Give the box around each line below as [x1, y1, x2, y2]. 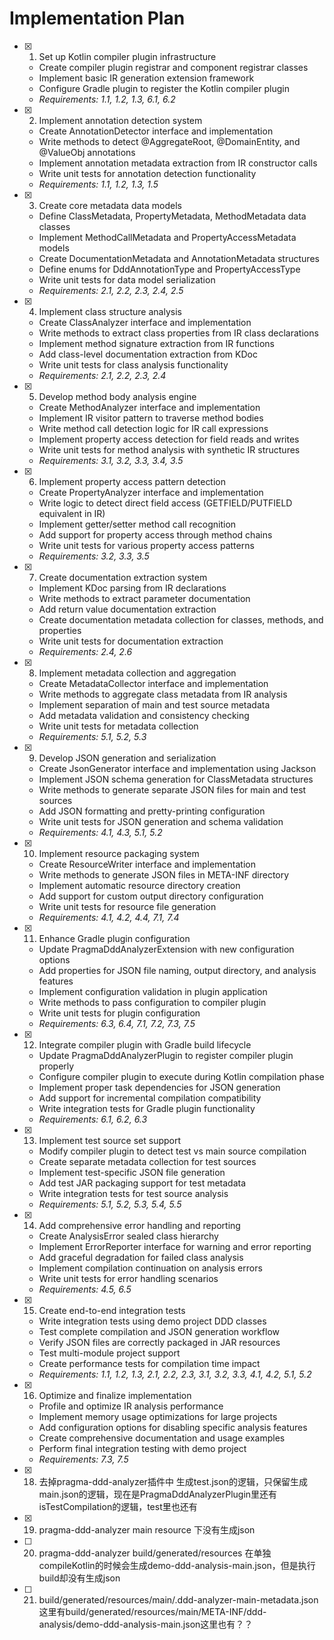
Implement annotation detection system [38, 114, 203, 126]
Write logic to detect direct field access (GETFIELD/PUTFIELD [38, 497, 293, 509]
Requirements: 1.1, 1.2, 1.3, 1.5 [38, 178, 159, 190]
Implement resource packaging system [38, 847, 200, 859]
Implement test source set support [38, 1134, 182, 1146]
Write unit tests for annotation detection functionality [38, 167, 257, 179]
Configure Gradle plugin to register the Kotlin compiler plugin [38, 82, 290, 94]
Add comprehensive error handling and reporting [38, 1219, 241, 1231]
